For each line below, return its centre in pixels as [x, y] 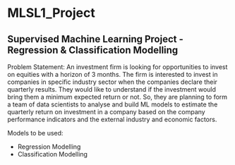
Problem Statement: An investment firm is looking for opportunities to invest [117, 67]
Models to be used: [35, 133]
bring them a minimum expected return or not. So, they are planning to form [117, 97]
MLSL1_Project [51, 13]
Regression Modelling [49, 147]
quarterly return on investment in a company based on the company [107, 112]
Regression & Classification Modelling [93, 50]
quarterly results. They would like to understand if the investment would [112, 89]
